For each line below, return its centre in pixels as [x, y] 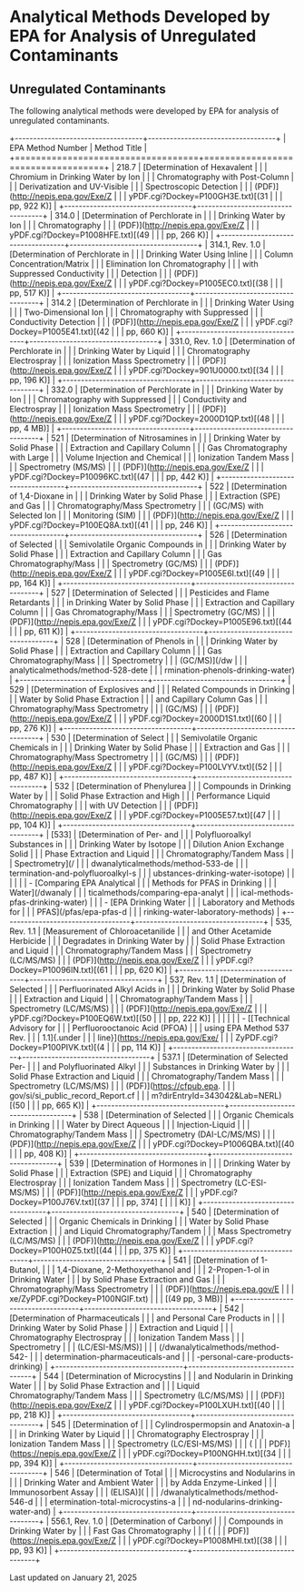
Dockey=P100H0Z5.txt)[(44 [61, 1250]
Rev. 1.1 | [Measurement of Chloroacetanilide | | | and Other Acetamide [141, 931]
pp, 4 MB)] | [32, 428]
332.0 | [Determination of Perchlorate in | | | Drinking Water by [167, 390]
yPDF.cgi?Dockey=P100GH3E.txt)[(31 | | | [206, 196]
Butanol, [25, 1270]
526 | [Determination [249, 535]
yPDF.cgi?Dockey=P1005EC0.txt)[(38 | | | [206, 283]
